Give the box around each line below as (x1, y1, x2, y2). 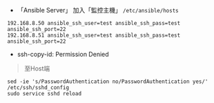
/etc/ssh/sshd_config (7, 84, 70, 91)
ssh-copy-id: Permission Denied (17, 50, 109, 58)
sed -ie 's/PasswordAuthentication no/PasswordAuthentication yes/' (7, 78, 208, 85)
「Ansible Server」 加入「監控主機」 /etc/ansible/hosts (17, 6, 179, 14)
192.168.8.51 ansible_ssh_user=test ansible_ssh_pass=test (7, 32, 181, 39)
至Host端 (23, 64, 50, 73)
